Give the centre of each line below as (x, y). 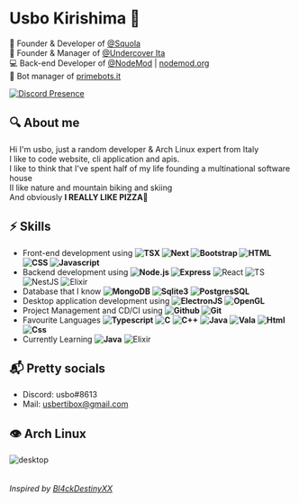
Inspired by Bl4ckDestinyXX (61, 489)
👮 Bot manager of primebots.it (65, 76)
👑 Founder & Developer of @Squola (75, 43)
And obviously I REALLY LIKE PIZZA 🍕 (79, 197)
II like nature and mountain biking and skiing (91, 187)
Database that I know (62, 291)
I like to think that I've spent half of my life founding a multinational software (150, 168)
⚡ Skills (30, 227)
